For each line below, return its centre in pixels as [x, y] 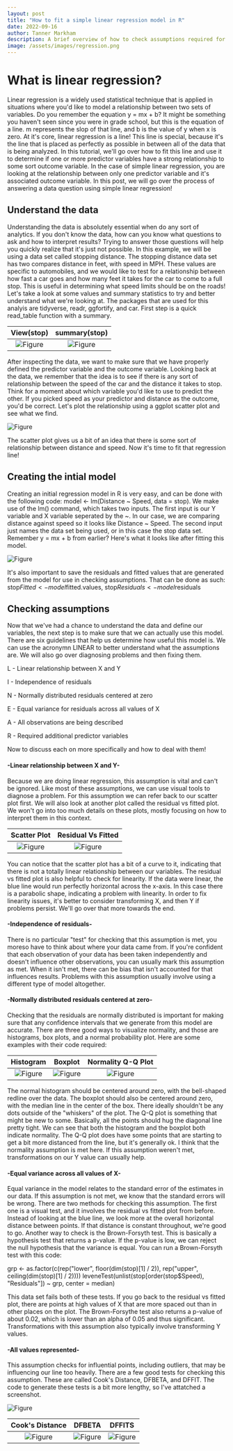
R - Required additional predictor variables [68, 736]
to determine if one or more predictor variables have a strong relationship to [116, 159]
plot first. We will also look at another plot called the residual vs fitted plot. [113, 803]
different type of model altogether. [56, 984]
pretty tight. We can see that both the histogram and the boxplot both [106, 1128]
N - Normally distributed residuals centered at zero [80, 695]
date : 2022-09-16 [32, 26]
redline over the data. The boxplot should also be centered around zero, [110, 1098]
